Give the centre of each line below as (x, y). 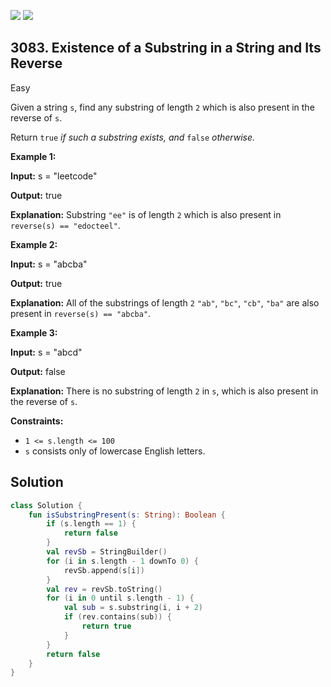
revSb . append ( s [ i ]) (104, 570)
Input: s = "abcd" (46, 352)
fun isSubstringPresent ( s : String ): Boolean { (127, 515)
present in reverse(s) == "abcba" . (81, 313)
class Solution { (46, 505)
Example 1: (33, 156)
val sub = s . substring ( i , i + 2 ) (133, 608)
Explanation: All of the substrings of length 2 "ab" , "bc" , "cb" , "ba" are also (165, 302)
